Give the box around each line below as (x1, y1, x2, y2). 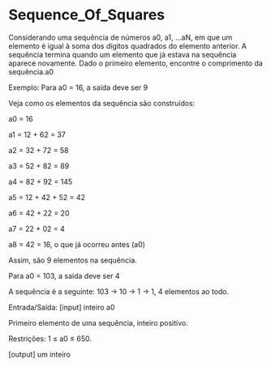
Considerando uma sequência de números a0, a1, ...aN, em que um (8, 32, 233, 42)
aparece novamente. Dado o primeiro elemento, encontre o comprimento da (8, 58, 264, 68)
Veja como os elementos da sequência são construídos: (8, 98, 196, 108)
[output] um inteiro (8, 349, 71, 359)
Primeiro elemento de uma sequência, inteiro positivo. (8, 318, 188, 327)
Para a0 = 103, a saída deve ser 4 (8, 271, 120, 280)
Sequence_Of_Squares (8, 6, 165, 24)
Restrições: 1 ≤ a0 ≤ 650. (8, 334, 92, 344)
